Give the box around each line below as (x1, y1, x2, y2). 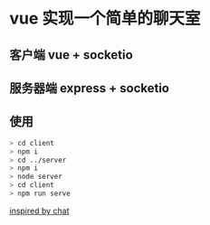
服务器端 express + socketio (9, 80, 170, 96)
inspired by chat (9, 205, 70, 216)
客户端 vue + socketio (9, 47, 133, 62)
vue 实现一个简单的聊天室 (9, 8, 201, 29)
